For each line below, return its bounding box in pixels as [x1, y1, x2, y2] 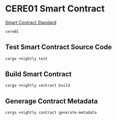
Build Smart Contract [5, 70, 72, 78]
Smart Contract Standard [5, 19, 57, 25]
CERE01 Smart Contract [5, 3, 105, 14]
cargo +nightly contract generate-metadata [5, 110, 97, 115]
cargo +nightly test [5, 56, 48, 61]
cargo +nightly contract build [5, 83, 70, 88]
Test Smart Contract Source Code [5, 43, 112, 51]
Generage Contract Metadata [5, 97, 98, 105]
